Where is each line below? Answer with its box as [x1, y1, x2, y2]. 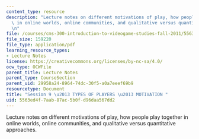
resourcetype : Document [6, 86, 65, 92]
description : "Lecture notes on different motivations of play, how [6, 14, 179, 20]
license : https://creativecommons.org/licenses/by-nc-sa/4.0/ [6, 58, 163, 64]
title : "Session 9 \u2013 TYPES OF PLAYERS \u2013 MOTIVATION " [6, 91, 168, 97]
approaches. [6, 126, 37, 133]
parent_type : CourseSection [6, 75, 76, 81]
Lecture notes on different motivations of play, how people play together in [6, 113, 188, 121]
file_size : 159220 [6, 36, 52, 42]
